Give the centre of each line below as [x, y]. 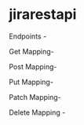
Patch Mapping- [35, 97]
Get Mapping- [31, 51]
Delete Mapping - [37, 112]
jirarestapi [43, 15]
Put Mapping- [31, 82]
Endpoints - [28, 36]
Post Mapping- [33, 66]
